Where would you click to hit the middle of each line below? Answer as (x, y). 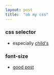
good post (23, 67)
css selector (21, 32)
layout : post (19, 10)
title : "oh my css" (27, 15)
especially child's (31, 43)
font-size (17, 56)
